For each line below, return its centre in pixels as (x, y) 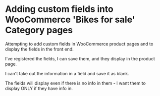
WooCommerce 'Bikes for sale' (70, 20)
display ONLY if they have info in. (39, 88)
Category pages (39, 30)
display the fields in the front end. (39, 49)
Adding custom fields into (59, 9)
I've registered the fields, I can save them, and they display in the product (80, 58)
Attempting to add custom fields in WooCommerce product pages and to (79, 44)
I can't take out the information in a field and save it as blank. (67, 73)
